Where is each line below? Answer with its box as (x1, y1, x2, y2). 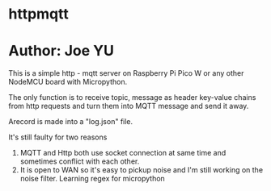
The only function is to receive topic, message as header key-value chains (8, 93, 256, 102)
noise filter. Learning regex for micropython (19, 174, 166, 184)
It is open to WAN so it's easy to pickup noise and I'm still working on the (19, 165, 264, 175)
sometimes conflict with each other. (19, 156, 140, 166)
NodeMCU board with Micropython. (8, 77, 128, 87)
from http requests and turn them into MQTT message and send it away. (8, 102, 249, 111)
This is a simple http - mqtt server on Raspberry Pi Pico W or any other (8, 69, 244, 78)
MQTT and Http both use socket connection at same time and (19, 148, 227, 158)
